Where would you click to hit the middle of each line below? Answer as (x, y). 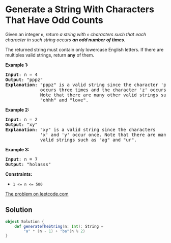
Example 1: (17, 65)
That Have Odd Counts (54, 20)
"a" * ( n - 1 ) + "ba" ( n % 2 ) (54, 231)
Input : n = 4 (22, 74)
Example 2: (17, 110)
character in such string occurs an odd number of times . (65, 40)
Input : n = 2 (22, 119)
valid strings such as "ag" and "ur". (89, 140)
